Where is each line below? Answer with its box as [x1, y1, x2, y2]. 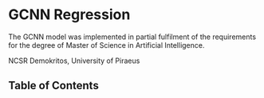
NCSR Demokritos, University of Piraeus [8, 56, 140, 65]
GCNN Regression [8, 6, 131, 24]
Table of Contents [8, 79, 100, 92]
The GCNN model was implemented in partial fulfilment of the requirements [8, 32, 257, 41]
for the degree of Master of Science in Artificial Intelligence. [8, 40, 205, 49]
